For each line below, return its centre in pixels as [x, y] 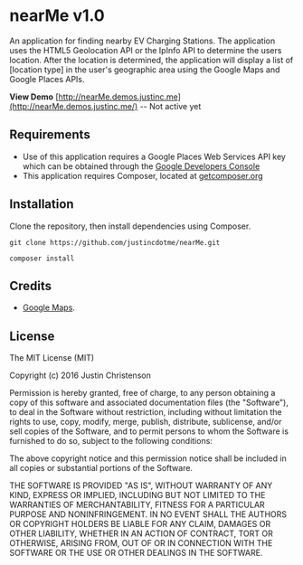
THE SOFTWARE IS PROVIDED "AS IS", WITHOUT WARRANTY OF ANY [141, 485]
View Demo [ [34, 97]
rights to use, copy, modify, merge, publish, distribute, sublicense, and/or [146, 422]
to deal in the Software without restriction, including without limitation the [146, 412]
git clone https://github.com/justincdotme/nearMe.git [115, 242]
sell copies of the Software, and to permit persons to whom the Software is [149, 431]
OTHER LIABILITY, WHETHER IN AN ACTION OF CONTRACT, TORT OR [141, 533]
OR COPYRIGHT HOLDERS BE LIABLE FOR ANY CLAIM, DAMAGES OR [140, 524]
